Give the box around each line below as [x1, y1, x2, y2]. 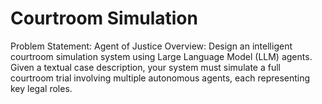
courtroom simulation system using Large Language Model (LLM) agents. [10, 50, 313, 62]
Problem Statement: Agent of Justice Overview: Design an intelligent [10, 40, 293, 52]
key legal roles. [10, 82, 73, 94]
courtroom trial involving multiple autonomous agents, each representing [10, 72, 311, 84]
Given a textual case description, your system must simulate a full [10, 61, 281, 73]
